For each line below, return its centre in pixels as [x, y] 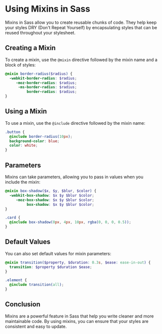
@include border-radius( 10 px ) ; [41, 136]
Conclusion [23, 304]
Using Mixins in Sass [48, 9]
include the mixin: [23, 182]
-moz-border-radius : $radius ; [46, 83]
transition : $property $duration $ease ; [51, 267]
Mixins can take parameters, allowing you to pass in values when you [74, 177]
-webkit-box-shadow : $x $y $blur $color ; [52, 195]
